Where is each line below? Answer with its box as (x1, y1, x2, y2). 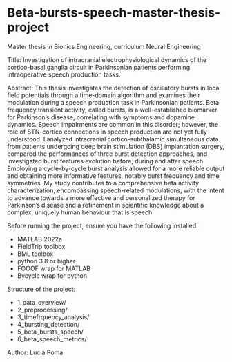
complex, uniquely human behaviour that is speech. (7, 208, 154, 217)
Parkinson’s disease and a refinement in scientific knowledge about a (7, 201, 204, 209)
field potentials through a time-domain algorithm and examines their (7, 91, 200, 99)
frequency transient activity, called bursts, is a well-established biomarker (7, 105, 217, 114)
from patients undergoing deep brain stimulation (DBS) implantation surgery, (7, 142, 224, 150)
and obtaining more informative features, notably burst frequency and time (7, 171, 220, 180)
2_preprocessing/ (17, 305, 68, 314)
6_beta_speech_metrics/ (17, 334, 87, 343)
